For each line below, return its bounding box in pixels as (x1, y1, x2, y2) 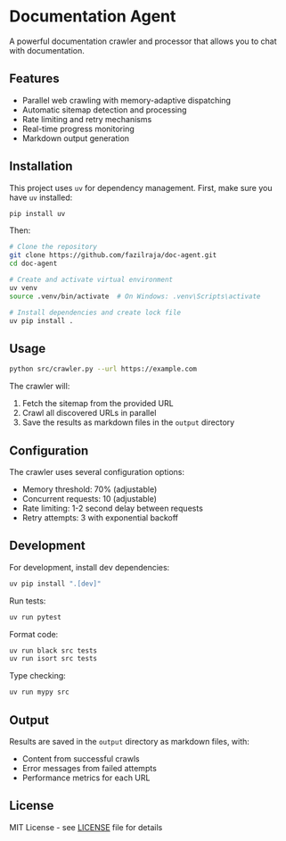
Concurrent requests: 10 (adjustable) (21, 493, 158, 504)
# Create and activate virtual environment (9, 275, 174, 285)
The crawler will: (9, 381, 70, 392)
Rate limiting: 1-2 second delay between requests (21, 503, 203, 513)
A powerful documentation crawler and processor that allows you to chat (9, 36, 278, 46)
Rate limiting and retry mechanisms (21, 113, 152, 124)
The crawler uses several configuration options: (9, 466, 185, 477)
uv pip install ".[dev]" (9, 579, 102, 588)
